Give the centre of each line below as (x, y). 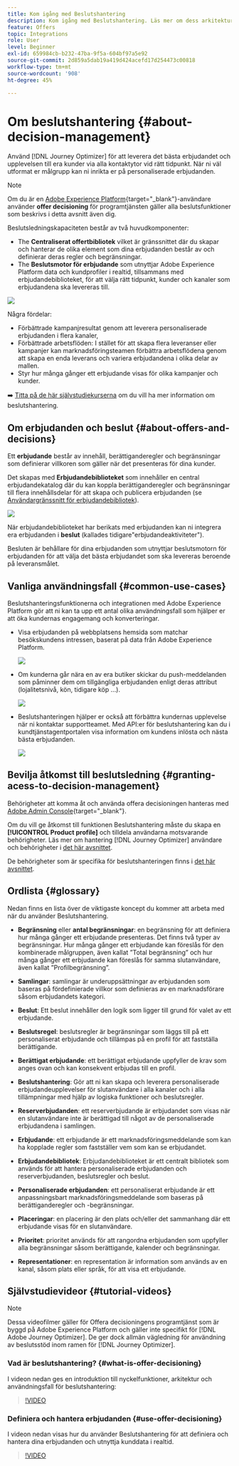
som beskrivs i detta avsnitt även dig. (62, 214)
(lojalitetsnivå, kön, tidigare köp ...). (69, 689)
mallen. (28, 366)
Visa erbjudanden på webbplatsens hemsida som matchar (103, 632)
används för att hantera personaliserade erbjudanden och (102, 1169)
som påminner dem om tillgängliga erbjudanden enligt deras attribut (117, 682)
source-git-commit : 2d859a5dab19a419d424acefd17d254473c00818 (101, 60)
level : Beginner (31, 47)
